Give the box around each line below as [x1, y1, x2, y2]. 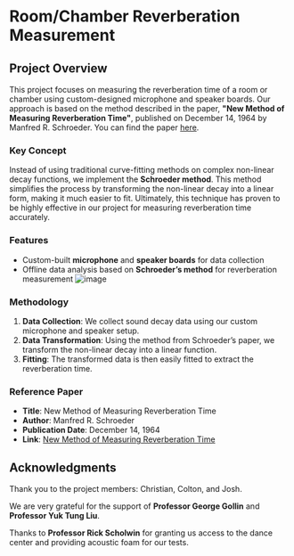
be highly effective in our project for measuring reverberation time [9, 202, 252, 213]
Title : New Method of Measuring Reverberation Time [21, 405, 216, 416]
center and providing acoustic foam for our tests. [9, 537, 189, 547]
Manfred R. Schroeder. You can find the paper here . [9, 122, 200, 133]
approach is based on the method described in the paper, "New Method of [9, 103, 285, 113]
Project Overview [9, 61, 108, 76]
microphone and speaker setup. [21, 325, 140, 336]
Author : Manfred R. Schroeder [21, 415, 135, 426]
